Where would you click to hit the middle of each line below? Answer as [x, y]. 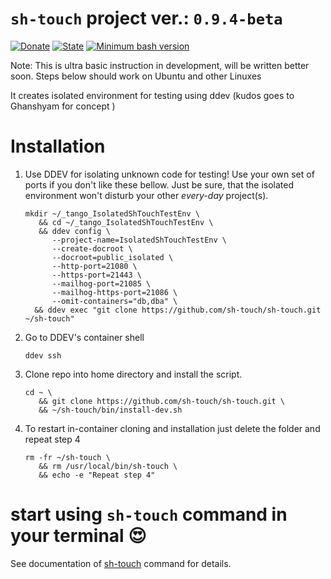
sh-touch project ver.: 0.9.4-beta [146, 18]
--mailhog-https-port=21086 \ [114, 292]
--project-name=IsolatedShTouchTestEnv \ [139, 240]
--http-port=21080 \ [94, 266]
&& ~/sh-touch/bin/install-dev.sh [110, 410]
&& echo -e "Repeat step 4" [97, 475]
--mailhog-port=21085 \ [101, 283]
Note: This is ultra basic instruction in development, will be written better [160, 65]
